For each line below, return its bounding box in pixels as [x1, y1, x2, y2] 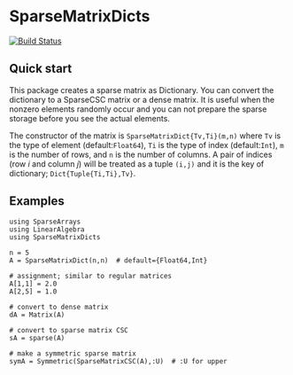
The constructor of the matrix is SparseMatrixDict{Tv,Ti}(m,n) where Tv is [9, 130, 281, 141]
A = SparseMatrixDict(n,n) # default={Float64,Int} [9, 255, 208, 265]
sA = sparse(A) [9, 333, 66, 342]
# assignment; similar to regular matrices [9, 271, 173, 280]
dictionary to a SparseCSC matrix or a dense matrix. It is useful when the [9, 94, 275, 105]
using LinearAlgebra [9, 224, 86, 234]
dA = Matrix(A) [9, 310, 66, 319]
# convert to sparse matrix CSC [9, 325, 128, 334]
